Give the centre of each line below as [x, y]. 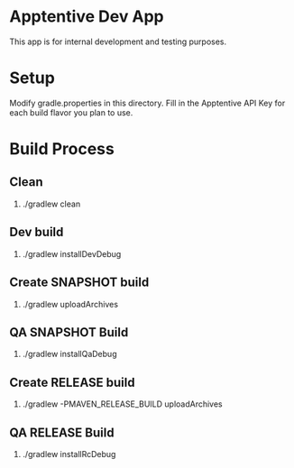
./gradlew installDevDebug [72, 253]
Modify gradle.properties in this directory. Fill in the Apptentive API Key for [147, 103]
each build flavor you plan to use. [71, 112]
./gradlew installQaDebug [69, 354]
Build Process [62, 149]
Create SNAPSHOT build [79, 283]
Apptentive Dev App [87, 17]
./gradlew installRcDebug [69, 454]
